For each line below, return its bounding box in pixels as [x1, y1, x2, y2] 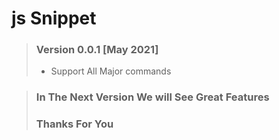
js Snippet [11, 7, 97, 30]
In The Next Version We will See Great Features [35, 90, 270, 104]
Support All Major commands [50, 65, 172, 77]
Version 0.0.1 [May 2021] [35, 43, 159, 57]
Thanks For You [35, 117, 114, 131]
